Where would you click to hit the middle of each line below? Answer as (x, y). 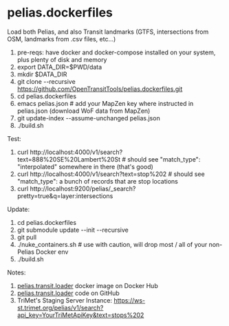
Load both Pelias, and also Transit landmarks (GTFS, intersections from (108, 32)
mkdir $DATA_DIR (42, 74)
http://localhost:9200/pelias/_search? (83, 188)
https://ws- (129, 300)
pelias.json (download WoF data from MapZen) (84, 111)
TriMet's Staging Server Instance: (65, 300)
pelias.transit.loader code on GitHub (68, 293)
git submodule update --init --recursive (73, 230)
